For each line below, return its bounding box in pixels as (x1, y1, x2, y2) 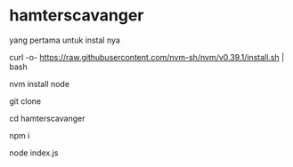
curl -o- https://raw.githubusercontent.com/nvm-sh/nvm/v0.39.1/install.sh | (9, 52, 285, 62)
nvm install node (9, 78, 69, 89)
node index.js (9, 147, 59, 158)
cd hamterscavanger (9, 113, 85, 123)
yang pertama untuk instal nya (9, 35, 120, 45)
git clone (9, 95, 42, 107)
